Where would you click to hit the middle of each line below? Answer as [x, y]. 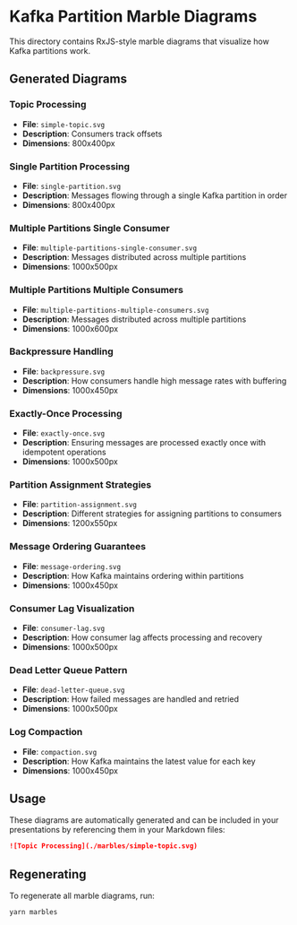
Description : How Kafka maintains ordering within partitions [133, 575]
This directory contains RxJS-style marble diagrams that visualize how [140, 41]
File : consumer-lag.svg [64, 628]
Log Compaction [46, 732]
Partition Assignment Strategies [81, 485]
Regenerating [48, 874]
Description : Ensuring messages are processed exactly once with [144, 443]
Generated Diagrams [68, 79]
